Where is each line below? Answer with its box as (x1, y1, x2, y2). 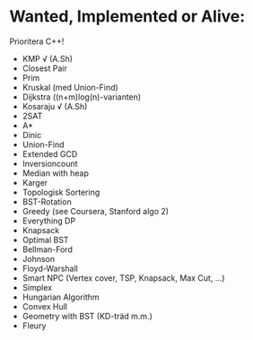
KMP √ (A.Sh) (22, 53, 74, 64)
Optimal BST (22, 234, 69, 245)
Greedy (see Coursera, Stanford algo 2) (22, 205, 169, 216)
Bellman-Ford (22, 244, 74, 255)
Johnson (22, 253, 56, 264)
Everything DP (22, 215, 76, 226)
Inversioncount (22, 158, 78, 169)
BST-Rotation (22, 196, 72, 207)
